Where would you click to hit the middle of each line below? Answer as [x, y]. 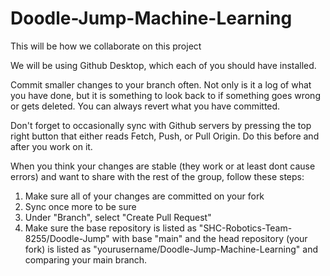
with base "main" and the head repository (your [209, 238]
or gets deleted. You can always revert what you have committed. [145, 106]
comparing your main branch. [86, 259]
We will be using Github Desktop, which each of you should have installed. [163, 65]
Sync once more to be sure [80, 206]
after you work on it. [51, 146]
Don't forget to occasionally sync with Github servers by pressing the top [161, 125]
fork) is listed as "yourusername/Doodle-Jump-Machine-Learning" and [171, 249]
